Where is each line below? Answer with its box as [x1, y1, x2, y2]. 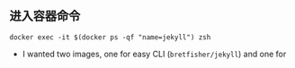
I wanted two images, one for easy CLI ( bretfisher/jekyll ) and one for [22, 48, 287, 59]
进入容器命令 [9, 8, 81, 24]
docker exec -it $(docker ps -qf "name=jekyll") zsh [9, 32, 211, 42]
